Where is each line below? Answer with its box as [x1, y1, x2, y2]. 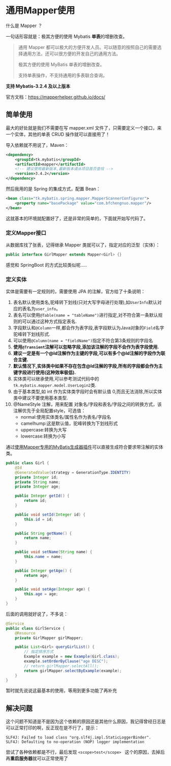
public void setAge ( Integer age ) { [15, 587, 90, 592]
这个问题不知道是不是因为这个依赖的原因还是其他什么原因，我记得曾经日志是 [6, 719, 166, 725]
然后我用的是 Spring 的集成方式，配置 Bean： [6, 186, 101, 192]
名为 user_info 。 [26, 305, 61, 312]
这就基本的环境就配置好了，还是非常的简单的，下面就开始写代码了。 [6, 215, 148, 221]
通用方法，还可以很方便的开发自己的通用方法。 [22, 50, 121, 57]
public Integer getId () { [15, 493, 70, 499]
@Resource [15, 630, 36, 635]
